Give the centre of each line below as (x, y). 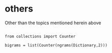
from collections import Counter (40, 36)
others (19, 9)
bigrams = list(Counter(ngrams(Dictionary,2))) (56, 45)
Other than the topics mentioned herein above (53, 23)
